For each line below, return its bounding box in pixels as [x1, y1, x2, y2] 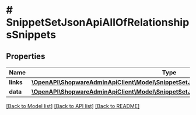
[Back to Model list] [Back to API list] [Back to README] [6, 103, 140, 109]
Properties [6, 51, 45, 61]
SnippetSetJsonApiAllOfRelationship [6, 16, 190, 29]
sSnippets [6, 28, 57, 41]
